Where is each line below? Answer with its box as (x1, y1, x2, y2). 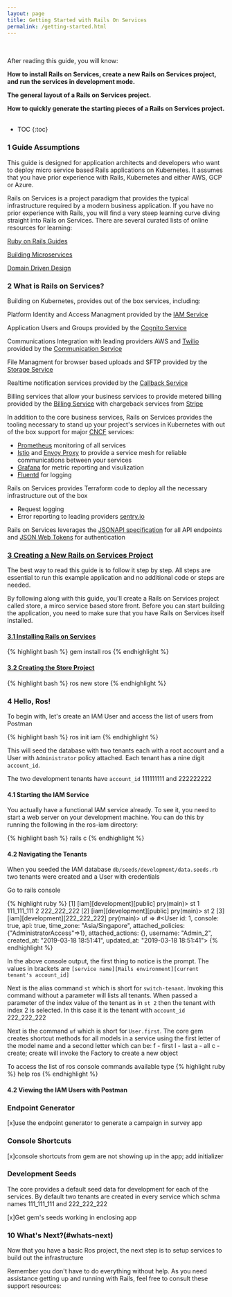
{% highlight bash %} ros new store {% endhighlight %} (7, 679, 166, 687)
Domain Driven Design (7, 264, 71, 272)
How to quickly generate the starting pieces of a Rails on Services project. (7, 105, 225, 113)
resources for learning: (7, 223, 73, 232)
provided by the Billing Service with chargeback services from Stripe (7, 400, 204, 408)
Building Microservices (7, 250, 73, 259)
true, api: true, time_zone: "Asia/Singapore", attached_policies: (7, 922, 186, 930)
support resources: (7, 1282, 62, 1290)
